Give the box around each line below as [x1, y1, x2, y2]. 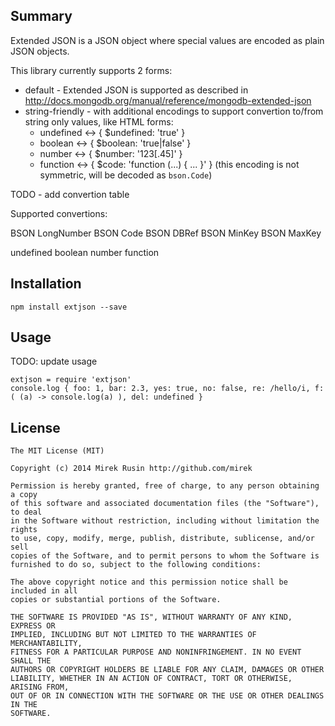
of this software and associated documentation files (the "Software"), [10, 499, 320, 509]
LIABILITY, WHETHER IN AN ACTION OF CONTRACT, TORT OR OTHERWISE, [10, 674, 293, 684]
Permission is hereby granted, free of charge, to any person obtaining [10, 481, 320, 491]
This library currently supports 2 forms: [10, 64, 173, 76]
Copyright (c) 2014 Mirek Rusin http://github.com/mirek [10, 464, 253, 474]
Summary [10, 8, 73, 25]
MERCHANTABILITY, [10, 639, 83, 649]
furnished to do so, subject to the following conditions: [10, 560, 262, 570]
